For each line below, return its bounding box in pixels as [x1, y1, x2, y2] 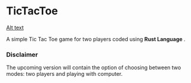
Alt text [6, 24, 24, 31]
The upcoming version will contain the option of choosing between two [6, 64, 181, 71]
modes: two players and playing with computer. [6, 70, 123, 78]
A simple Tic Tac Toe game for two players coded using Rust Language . [6, 35, 186, 42]
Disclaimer [6, 50, 38, 59]
